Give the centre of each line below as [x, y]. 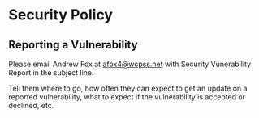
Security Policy [61, 15]
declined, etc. [31, 105]
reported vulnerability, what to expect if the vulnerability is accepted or [127, 97]
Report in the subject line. [52, 73]
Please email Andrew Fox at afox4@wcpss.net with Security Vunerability [130, 64]
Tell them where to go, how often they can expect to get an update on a [128, 88]
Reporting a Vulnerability [73, 45]
